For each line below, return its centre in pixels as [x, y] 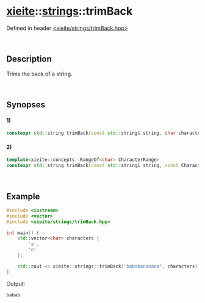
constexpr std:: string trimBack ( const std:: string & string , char [91, 133]
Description [29, 59]
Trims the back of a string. [39, 74]
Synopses [26, 105]
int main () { [23, 233]
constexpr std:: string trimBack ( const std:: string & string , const [92, 166]
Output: [16, 283]
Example [23, 196]
